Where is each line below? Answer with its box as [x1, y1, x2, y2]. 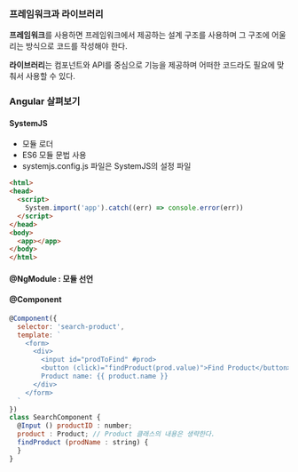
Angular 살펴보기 [9, 95, 81, 108]
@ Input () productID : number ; [17, 421, 133, 430]
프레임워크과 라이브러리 [9, 7, 104, 20]
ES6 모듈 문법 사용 [21, 149, 87, 161]
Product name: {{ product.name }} [41, 372, 169, 381]
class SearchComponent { [9, 413, 101, 422]
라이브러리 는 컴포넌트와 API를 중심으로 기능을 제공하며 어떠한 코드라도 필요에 [9, 60, 275, 70]
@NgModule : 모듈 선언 [9, 273, 94, 284]
